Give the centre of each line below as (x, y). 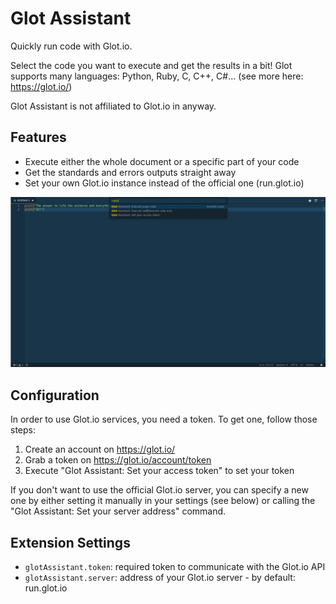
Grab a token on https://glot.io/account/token (118, 460)
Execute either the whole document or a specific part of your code (162, 161)
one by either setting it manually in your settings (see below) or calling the (163, 501)
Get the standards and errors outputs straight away (130, 172)
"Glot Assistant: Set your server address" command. (118, 511)
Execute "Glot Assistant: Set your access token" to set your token (159, 471)
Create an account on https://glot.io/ (100, 449)
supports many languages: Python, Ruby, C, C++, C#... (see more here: (157, 76)
